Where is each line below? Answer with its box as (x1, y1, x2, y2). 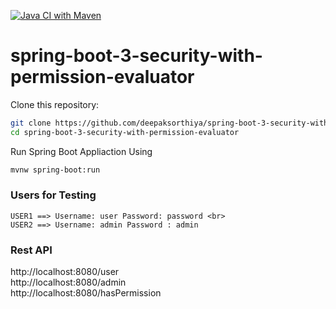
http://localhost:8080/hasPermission (10, 287, 162, 299)
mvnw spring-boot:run (10, 165, 101, 175)
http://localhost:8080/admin (10, 276, 127, 289)
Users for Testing (10, 188, 97, 202)
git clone (10, 118, 52, 128)
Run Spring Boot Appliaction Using (10, 145, 153, 157)
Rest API (10, 243, 53, 257)
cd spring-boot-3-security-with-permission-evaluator (10, 127, 240, 137)
